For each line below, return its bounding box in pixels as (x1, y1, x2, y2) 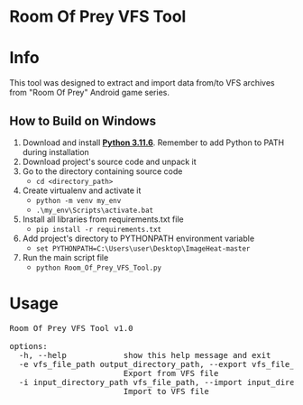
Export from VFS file (123, 368, 219, 378)
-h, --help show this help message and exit (18, 350, 271, 360)
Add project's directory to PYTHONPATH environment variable (22, 233, 255, 244)
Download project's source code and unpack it (22, 156, 197, 167)
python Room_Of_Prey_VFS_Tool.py (35, 263, 162, 272)
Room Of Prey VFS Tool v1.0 (9, 323, 133, 333)
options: (9, 341, 48, 351)
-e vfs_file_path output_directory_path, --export (18, 359, 248, 369)
